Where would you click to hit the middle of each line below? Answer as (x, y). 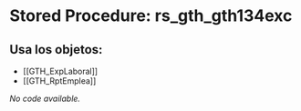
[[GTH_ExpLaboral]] (60, 71)
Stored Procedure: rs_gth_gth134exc (151, 16)
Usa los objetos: (56, 50)
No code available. (45, 98)
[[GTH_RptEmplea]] (59, 81)
